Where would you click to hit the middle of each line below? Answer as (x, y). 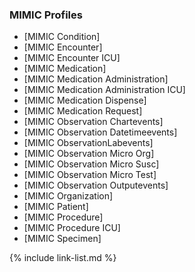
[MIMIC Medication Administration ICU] (104, 90)
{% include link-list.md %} (63, 258)
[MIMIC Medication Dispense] (85, 100)
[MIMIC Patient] (56, 207)
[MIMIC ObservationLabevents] (88, 143)
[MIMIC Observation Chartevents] (93, 122)
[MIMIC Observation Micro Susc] (91, 164)
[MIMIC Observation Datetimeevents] (100, 132)
